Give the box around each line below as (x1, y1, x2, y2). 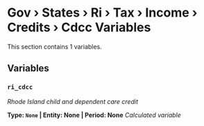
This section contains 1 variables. (7, 42, 102, 51)
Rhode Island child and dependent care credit (7, 97, 139, 105)
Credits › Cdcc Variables (7, 19, 151, 35)
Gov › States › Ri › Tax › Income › (7, 5, 198, 21)
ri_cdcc (7, 83, 33, 91)
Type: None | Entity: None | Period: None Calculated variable (7, 111, 182, 119)
